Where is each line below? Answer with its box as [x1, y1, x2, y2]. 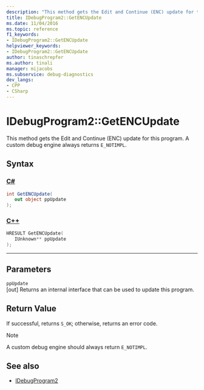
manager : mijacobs [6, 65, 53, 72]
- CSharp [6, 88, 29, 94]
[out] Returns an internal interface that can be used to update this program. [6, 286, 194, 293]
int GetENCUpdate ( [6, 191, 53, 197]
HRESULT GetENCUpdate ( [6, 230, 64, 236]
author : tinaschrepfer [6, 54, 64, 60]
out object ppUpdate [14, 196, 67, 203]
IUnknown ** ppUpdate [14, 236, 67, 243]
